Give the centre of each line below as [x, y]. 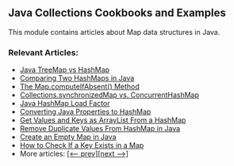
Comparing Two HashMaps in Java [77, 78]
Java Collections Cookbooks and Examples [117, 13]
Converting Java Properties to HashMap [85, 112]
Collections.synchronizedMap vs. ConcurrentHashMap [109, 95]
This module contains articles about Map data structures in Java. [114, 32]
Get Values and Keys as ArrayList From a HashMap [103, 120]
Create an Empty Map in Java [68, 137]
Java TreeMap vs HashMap [64, 70]
